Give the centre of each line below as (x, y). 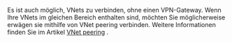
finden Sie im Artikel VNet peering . (58, 32)
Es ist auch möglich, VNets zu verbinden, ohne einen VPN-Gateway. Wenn (114, 10)
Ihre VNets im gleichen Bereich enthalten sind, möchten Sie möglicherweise (116, 17)
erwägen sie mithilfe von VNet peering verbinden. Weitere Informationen (112, 25)
